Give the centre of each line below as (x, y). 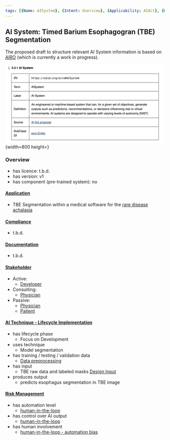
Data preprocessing (41, 360)
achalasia (23, 210)
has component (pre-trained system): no (55, 181)
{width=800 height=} (27, 146)
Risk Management (25, 394)
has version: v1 (28, 176)
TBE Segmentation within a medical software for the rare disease (80, 205)
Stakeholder (18, 267)
